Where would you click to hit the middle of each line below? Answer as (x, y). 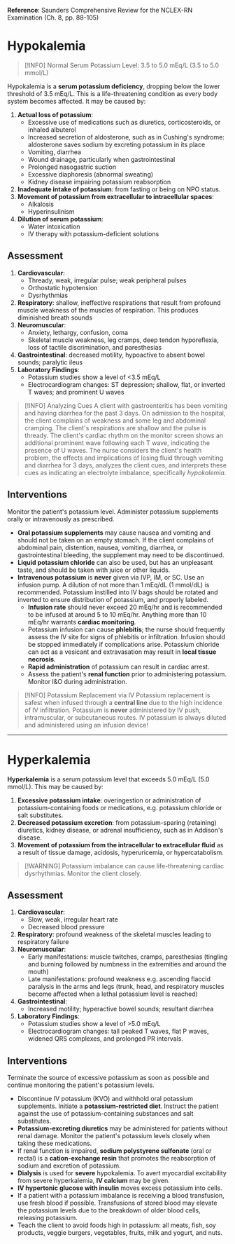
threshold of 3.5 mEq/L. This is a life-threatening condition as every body (113, 93)
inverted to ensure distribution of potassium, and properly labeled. (113, 599)
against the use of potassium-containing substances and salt (105, 1114)
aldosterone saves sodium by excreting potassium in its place (116, 144)
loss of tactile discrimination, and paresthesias (95, 347)
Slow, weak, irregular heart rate (73, 920)
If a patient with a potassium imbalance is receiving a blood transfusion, (121, 1196)
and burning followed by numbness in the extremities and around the (127, 964)
